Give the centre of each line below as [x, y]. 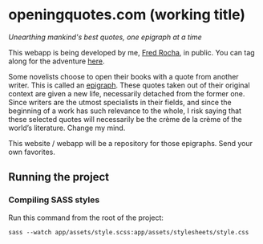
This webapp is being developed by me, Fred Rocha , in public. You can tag [131, 52]
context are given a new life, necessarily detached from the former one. [127, 93]
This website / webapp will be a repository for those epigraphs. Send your [131, 143]
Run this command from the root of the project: [86, 218]
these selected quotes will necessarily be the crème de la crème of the [125, 119]
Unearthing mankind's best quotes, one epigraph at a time [105, 37]
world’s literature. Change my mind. [67, 128]
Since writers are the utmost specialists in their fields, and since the [120, 102]
